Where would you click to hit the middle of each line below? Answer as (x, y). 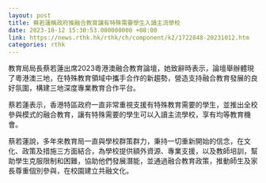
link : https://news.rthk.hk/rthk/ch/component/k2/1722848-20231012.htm (129, 37)
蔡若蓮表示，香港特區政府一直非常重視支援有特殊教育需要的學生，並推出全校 (133, 105)
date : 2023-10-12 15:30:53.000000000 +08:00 (83, 30)
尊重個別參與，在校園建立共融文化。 (74, 171)
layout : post (30, 15)
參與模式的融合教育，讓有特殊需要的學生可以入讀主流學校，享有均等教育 (126, 114)
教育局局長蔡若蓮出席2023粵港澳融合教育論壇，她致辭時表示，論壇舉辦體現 (131, 69)
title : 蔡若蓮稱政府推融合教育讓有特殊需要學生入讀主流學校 (94, 23)
